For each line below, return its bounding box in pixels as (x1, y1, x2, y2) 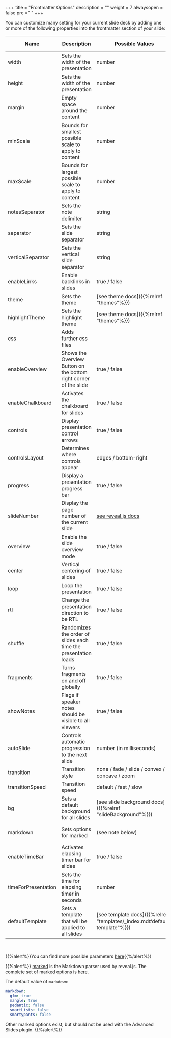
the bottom (61, 369, 88, 376)
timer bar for (61, 856, 92, 863)
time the (61, 643, 81, 650)
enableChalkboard (8, 399, 52, 406)
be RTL (61, 616, 79, 622)
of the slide (61, 381, 88, 389)
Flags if (61, 692, 79, 698)
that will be (61, 918, 88, 925)
